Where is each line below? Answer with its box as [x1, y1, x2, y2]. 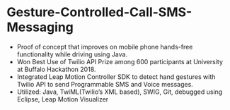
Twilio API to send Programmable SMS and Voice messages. [16, 80, 194, 88]
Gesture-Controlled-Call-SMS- [6, 4, 192, 20]
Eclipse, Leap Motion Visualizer [16, 94, 109, 103]
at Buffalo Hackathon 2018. [16, 65, 96, 73]
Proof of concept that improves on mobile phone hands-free [16, 42, 193, 51]
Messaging [6, 19, 74, 35]
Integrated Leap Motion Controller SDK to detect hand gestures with [16, 72, 216, 81]
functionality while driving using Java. [16, 50, 128, 59]
